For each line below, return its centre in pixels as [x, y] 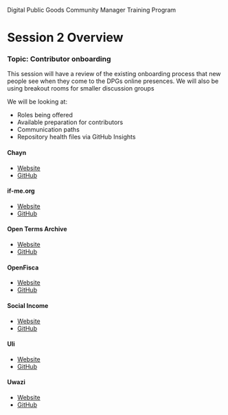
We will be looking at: [37, 102]
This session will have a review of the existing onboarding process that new [114, 74]
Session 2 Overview [65, 38]
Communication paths [48, 130]
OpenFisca [23, 268]
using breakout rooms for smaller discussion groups [81, 88]
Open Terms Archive [37, 229]
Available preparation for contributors [70, 122]
